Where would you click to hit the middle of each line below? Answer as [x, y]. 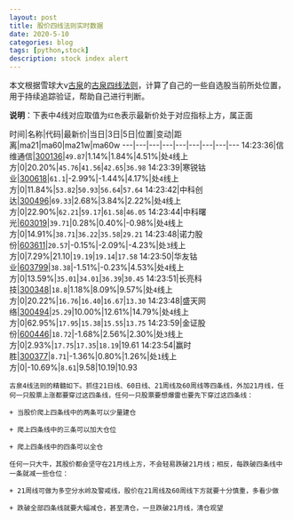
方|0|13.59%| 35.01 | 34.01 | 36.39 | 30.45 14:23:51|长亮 [102, 278]
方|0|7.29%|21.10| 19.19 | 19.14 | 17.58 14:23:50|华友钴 [103, 256]
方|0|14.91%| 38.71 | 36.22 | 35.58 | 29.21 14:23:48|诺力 [102, 234]
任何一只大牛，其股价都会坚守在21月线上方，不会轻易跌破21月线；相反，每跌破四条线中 [146, 464]
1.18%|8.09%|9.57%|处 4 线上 [121, 289]
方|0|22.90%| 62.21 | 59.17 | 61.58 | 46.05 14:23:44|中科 [104, 212]
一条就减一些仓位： [39, 474]
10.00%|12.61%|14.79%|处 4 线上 [131, 312]
